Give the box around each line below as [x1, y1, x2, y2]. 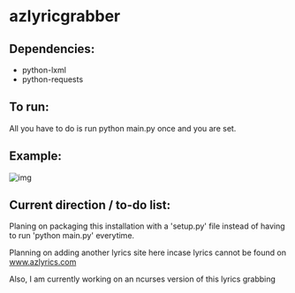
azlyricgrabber [9, 6, 121, 26]
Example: [9, 148, 62, 164]
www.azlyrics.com [9, 257, 77, 267]
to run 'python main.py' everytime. [9, 230, 135, 241]
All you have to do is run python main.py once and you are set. [9, 123, 237, 133]
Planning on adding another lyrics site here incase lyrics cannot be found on [9, 247, 287, 258]
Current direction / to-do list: [9, 198, 170, 213]
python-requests [21, 74, 84, 85]
